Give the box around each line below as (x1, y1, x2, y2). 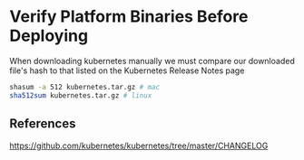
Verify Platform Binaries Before (9, 6, 249, 27)
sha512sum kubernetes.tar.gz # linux (9, 90, 152, 100)
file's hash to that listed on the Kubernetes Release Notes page (9, 65, 245, 76)
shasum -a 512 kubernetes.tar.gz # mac (9, 82, 161, 91)
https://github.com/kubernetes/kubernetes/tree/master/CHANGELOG (9, 140, 269, 151)
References (9, 116, 76, 132)
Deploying (9, 25, 89, 46)
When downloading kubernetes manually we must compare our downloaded (9, 55, 295, 66)
